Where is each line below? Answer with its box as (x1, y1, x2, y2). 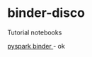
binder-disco (7, 5, 86, 21)
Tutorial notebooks (7, 28, 62, 37)
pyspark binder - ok (7, 42, 65, 50)
